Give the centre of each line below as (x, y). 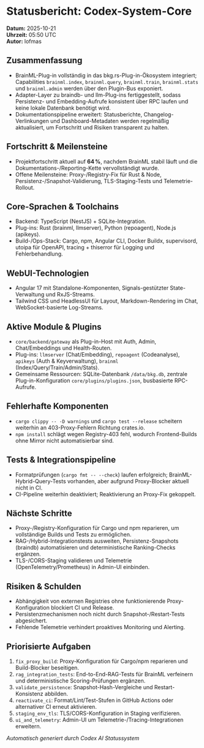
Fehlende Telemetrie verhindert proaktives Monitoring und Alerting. (100, 627)
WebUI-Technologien (48, 273)
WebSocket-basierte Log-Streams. (59, 308)
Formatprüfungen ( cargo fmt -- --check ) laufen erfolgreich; (91, 474)
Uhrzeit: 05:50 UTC (31, 34)
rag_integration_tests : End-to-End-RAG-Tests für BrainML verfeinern (104, 674)
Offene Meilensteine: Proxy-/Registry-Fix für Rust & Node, (88, 174)
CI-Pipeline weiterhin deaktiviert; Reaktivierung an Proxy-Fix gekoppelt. (105, 494)
